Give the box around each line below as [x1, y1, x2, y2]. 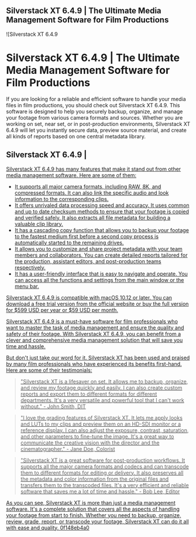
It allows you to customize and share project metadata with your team [14, 245, 183, 252]
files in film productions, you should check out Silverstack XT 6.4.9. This [6, 101, 180, 108]
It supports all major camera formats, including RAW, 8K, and [14, 183, 161, 190]
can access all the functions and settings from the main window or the [14, 276, 184, 283]
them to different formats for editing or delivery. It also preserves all [20, 469, 184, 476]
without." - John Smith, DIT [20, 403, 86, 410]
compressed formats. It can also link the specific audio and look [14, 189, 169, 196]
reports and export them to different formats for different [20, 390, 157, 397]
